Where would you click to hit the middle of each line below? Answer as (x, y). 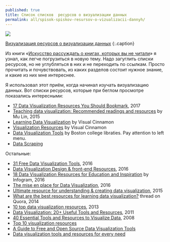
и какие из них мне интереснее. (40, 75)
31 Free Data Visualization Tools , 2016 (53, 163)
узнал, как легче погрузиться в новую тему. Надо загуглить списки (79, 59)
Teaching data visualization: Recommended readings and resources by (88, 111)
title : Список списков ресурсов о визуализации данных (66, 15)
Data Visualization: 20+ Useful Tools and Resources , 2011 (73, 212)
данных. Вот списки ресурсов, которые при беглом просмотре (75, 90)
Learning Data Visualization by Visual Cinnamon (63, 122)
